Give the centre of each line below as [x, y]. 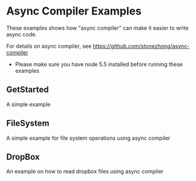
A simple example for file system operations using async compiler [88, 138]
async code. [22, 34]
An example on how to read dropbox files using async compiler [85, 171]
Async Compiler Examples [74, 11]
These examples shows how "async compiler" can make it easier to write [97, 28]
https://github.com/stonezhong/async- [141, 46]
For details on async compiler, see [49, 46]
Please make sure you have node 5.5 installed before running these [99, 64]
